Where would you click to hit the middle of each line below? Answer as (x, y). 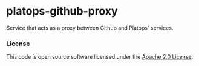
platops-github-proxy (62, 11)
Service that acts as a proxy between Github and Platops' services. (90, 28)
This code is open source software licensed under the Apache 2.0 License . (100, 57)
